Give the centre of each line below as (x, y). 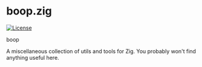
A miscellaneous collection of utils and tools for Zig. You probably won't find (101, 51)
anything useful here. (33, 57)
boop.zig (29, 11)
